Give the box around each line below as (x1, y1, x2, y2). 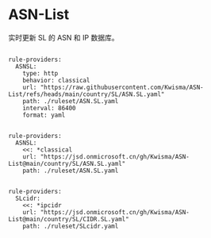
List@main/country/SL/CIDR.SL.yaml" (8, 215, 129, 223)
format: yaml (22, 111, 66, 119)
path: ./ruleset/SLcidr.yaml (22, 222, 119, 230)
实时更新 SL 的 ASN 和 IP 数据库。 (8, 33, 119, 42)
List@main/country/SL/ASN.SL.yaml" (8, 159, 126, 167)
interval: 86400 (22, 104, 77, 112)
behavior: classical (22, 76, 90, 84)
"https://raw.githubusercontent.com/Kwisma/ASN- (40, 83, 204, 91)
